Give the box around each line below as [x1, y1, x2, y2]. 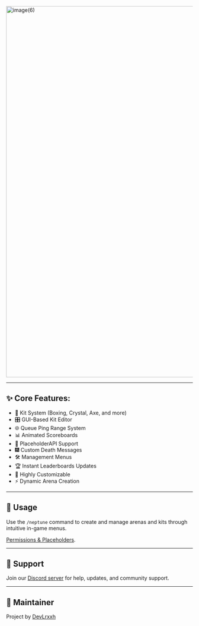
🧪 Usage [6, 502, 37, 513]
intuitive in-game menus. [6, 524, 67, 532]
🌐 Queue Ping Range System [14, 424, 86, 431]
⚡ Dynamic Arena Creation [14, 478, 80, 485]
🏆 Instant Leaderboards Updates [14, 462, 97, 469]
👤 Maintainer [6, 597, 54, 608]
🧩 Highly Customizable [14, 470, 70, 478]
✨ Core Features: [6, 393, 70, 403]
